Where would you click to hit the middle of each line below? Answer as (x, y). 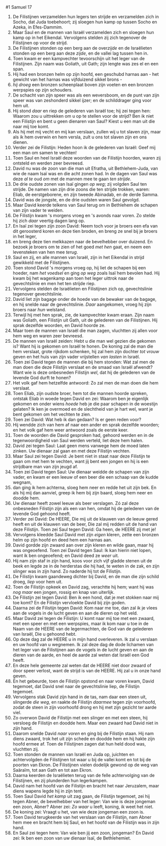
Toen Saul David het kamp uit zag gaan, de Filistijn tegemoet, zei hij (81, 796)
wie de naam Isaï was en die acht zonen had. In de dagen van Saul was (85, 174)
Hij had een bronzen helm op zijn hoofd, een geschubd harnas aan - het (86, 74)
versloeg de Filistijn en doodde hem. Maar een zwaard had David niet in (85, 723)
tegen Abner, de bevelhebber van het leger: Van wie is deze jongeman (84, 801)
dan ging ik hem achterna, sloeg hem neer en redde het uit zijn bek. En (84, 488)
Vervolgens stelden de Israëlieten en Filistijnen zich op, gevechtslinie (83, 289)
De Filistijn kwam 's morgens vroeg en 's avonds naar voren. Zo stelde (84, 215)
